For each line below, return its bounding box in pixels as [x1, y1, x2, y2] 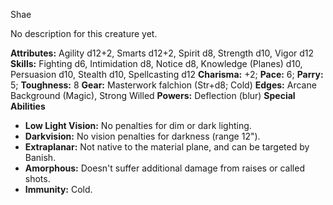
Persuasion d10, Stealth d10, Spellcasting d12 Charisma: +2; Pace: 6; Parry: [10, 69, 324, 80]
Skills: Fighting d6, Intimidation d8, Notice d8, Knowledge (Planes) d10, [10, 58, 303, 69]
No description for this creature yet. [10, 28, 158, 39]
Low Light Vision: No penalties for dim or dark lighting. [24, 120, 252, 131]
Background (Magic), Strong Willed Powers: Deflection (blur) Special [10, 90, 296, 101]
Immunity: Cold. [24, 184, 93, 195]
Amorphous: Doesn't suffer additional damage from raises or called [24, 162, 305, 174]
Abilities [10, 100, 46, 112]
